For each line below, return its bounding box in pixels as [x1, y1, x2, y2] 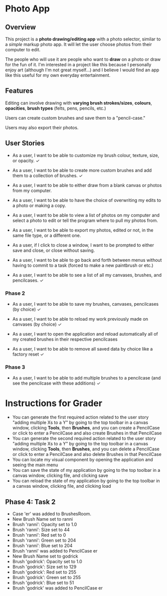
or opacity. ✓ [12, 158, 40, 164]
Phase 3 [5, 364, 25, 371]
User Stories [5, 139, 45, 148]
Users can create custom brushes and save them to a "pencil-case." [5, 115, 146, 121]
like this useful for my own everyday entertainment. [5, 72, 111, 78]
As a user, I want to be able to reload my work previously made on [12, 316, 149, 322]
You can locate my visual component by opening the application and [12, 457, 153, 463]
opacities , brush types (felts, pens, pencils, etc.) [5, 105, 106, 111]
